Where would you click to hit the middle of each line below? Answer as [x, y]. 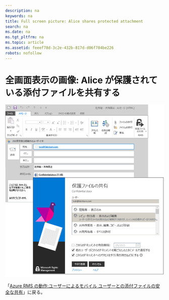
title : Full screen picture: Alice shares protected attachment [74, 21]
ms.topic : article [24, 43]
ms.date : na [18, 32]
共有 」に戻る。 [30, 292]
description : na [22, 11]
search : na [17, 27]
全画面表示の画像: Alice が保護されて [81, 80]
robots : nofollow [23, 53]
